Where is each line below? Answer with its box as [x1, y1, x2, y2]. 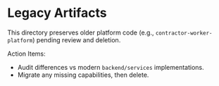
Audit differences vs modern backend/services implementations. [17, 63, 204, 71]
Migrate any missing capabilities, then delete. [17, 70, 149, 79]
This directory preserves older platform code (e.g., [7, 28, 154, 37]
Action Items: [7, 49, 46, 58]
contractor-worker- [155, 30, 213, 37]
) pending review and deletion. [32, 35, 121, 44]
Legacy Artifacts [7, 5, 107, 21]
